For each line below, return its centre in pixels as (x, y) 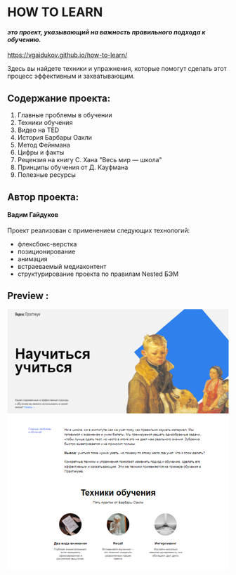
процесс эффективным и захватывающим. (71, 76)
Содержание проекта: (59, 98)
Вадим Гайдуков (33, 215)
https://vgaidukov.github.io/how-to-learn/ (67, 55)
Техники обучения (45, 123)
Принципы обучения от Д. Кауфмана (73, 167)
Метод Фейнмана (44, 145)
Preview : (28, 296)
